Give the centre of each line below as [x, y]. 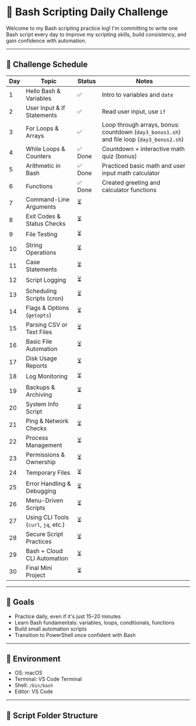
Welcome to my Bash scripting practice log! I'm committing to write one [92, 28]
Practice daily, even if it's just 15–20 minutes [68, 616]
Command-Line [48, 199]
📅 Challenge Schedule [47, 65]
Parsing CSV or [47, 325]
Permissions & [45, 455]
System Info [42, 404]
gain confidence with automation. [46, 40]
